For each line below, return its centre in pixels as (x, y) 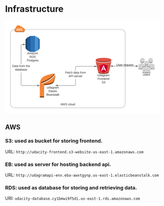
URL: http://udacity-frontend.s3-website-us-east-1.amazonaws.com (74, 152)
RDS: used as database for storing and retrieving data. (71, 188)
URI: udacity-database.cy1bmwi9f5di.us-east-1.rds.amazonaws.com (73, 198)
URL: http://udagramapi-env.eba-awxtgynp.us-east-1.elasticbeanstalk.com (82, 175)
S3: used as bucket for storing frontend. (54, 141)
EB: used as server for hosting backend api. (58, 164)
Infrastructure (34, 9)
